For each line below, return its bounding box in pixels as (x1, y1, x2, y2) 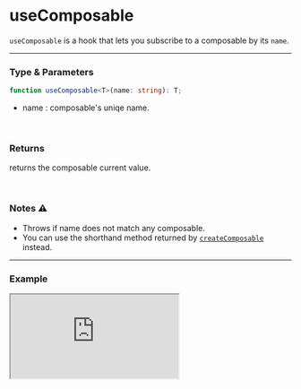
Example (9, 272, 48, 285)
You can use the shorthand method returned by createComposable (21, 232, 264, 243)
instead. (21, 241, 53, 252)
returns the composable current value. (9, 162, 151, 173)
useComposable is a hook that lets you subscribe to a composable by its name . (9, 35, 289, 46)
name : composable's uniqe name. (21, 102, 150, 113)
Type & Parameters (9, 65, 94, 78)
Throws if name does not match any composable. (21, 222, 206, 233)
